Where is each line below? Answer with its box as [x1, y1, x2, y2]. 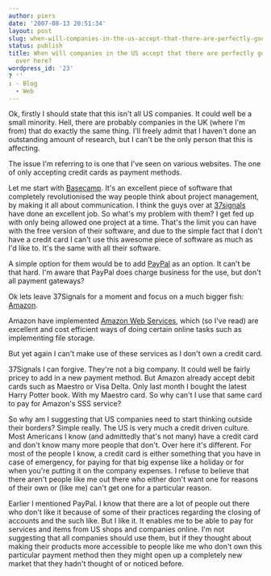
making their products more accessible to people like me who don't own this [8, 542, 262, 552]
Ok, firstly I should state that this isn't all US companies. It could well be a [8, 109, 252, 119]
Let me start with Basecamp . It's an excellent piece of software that [8, 183, 232, 193]
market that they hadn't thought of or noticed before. [8, 559, 184, 569]
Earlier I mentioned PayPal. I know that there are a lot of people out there [8, 498, 250, 509]
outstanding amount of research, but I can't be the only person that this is [8, 135, 253, 145]
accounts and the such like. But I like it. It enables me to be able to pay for [8, 516, 254, 526]
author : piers [8, 11, 56, 20]
